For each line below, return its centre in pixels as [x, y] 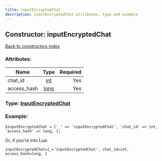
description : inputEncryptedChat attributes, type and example [72, 14]
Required [70, 72]
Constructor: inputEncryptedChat [58, 34]
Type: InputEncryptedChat [38, 103]
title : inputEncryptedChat [33, 10]
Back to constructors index [33, 46]
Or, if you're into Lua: [26, 140]
